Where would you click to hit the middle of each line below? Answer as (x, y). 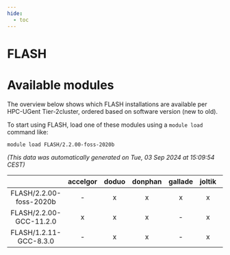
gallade (181, 181)
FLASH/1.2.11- (36, 232)
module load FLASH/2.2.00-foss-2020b (61, 145)
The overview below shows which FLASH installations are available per (107, 104)
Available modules (61, 85)
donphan (147, 181)
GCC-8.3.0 (36, 241)
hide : (15, 13)
